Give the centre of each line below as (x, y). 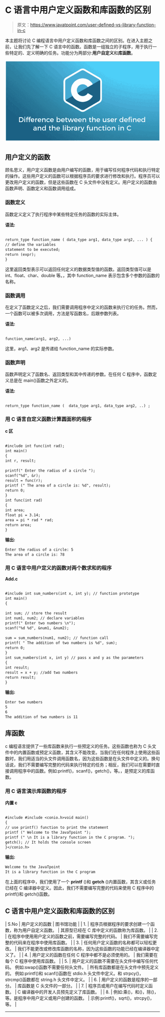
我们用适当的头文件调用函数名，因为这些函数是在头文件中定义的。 (84, 758)
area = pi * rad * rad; (29, 520)
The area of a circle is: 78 (35, 554)
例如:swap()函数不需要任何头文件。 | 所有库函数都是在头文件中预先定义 (86, 967)
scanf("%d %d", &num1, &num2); (37, 628)
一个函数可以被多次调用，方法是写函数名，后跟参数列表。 (63, 314)
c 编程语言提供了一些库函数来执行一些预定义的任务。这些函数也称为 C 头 (79, 746)
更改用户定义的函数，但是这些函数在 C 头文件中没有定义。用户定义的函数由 (81, 182)
